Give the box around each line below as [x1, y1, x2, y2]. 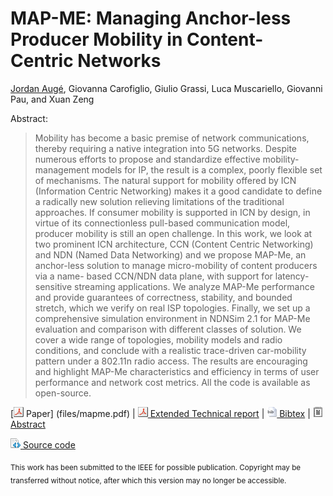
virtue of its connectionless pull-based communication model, [34, 217, 291, 229]
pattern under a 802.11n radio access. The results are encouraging [34, 355, 308, 367]
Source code [22, 438, 76, 451]
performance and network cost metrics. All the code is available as [34, 376, 311, 388]
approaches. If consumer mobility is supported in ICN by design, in [34, 206, 311, 218]
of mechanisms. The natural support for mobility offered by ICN [34, 174, 297, 186]
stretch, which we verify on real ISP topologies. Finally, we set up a [34, 302, 311, 314]
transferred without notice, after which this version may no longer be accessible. [10, 475, 287, 486]
